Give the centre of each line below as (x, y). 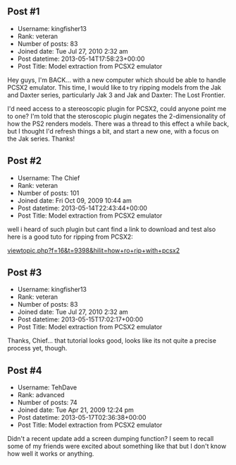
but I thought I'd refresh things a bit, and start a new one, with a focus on (113, 131)
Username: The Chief (49, 178)
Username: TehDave (47, 387)
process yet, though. (37, 348)
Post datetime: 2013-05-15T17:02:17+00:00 (80, 319)
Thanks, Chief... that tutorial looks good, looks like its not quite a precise (112, 341)
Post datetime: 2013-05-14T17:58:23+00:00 (81, 59)
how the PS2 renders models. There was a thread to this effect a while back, (118, 124)
